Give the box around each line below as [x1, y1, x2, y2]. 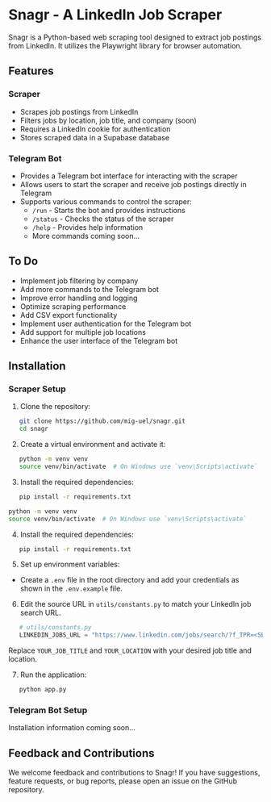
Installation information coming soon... [8, 723, 135, 733]
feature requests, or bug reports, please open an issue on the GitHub [8, 776, 238, 786]
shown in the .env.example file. [19, 583, 123, 594]
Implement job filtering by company [19, 276, 139, 286]
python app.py [19, 686, 67, 694]
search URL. [19, 608, 61, 618]
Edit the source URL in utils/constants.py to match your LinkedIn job [19, 599, 252, 609]
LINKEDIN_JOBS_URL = [19, 631, 89, 639]
